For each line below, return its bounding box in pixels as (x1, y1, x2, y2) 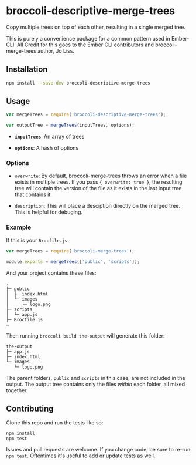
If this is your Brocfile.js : (6, 237, 69, 244)
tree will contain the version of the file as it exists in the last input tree (14, 185, 182, 192)
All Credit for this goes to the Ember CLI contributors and (16, 41, 154, 48)
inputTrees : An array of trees (14, 133, 85, 140)
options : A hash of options (14, 144, 79, 151)
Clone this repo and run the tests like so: (6, 419, 104, 426)
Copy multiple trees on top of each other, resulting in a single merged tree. (6, 23, 186, 31)
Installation (6, 65, 48, 75)
